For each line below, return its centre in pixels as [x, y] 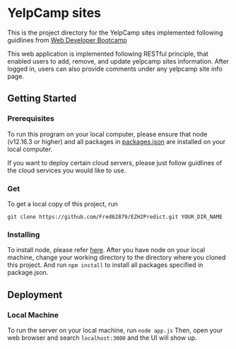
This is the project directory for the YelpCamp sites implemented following [115, 32]
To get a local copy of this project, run [63, 203]
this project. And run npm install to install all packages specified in [105, 265]
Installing [24, 235]
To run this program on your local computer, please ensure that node [107, 134]
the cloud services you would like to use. [67, 170]
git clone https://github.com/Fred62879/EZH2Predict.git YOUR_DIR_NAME [115, 217]
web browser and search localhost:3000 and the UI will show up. [102, 338]
